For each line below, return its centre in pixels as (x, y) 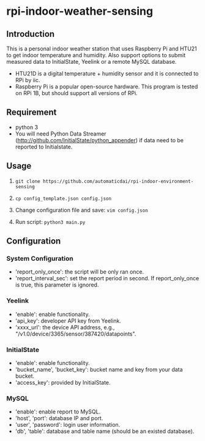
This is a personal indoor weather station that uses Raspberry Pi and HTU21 (102, 48)
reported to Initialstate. (44, 147)
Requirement (32, 113)
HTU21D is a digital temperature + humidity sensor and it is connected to (107, 74)
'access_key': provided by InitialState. (63, 382)
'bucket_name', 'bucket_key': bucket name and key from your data (99, 369)
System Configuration (40, 258)
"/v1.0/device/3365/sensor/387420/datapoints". (76, 334)
